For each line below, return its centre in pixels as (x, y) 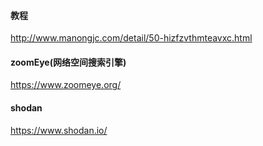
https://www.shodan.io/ (59, 130)
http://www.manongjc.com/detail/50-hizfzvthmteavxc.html (131, 38)
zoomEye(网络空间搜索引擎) (68, 62)
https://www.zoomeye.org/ (66, 85)
